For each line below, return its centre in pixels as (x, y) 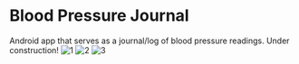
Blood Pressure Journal (99, 16)
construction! (34, 50)
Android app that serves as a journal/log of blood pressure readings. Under (149, 41)
